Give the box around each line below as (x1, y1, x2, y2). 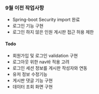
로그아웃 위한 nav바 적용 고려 (12, 59, 70, 65)
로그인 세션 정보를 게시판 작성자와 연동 (12, 65, 87, 71)
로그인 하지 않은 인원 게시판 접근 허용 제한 (12, 29, 94, 35)
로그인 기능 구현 (12, 23, 43, 29)
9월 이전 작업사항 (5, 4, 44, 11)
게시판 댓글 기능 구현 (12, 77, 53, 83)
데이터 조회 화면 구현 (12, 84, 53, 90)
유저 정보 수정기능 (12, 71, 47, 77)
